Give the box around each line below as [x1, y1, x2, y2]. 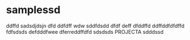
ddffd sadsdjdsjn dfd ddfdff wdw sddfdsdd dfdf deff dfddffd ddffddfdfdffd [6, 22, 185, 29]
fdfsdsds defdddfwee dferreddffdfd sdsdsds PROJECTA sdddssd [6, 28, 164, 35]
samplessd [6, 3, 61, 17]
